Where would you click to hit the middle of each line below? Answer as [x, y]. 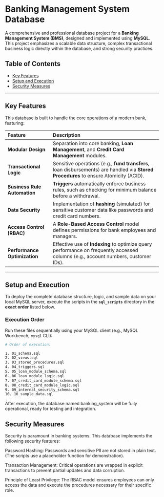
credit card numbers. [77, 216]
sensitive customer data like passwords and [103, 210]
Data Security [24, 210]
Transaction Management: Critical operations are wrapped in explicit [74, 465]
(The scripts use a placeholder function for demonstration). [65, 456]
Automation [21, 193]
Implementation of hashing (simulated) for [102, 204]
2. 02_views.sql [21, 358]
